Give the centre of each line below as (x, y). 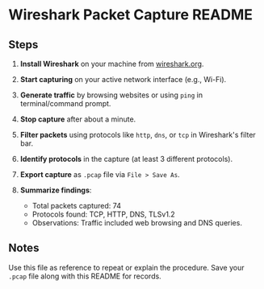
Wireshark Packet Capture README (130, 15)
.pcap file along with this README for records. (85, 276)
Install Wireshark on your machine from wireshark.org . (112, 64)
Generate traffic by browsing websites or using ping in (111, 95)
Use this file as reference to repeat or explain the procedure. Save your (126, 267)
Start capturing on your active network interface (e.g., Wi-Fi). (123, 79)
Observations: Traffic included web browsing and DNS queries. (137, 223)
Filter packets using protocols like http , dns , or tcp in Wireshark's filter (138, 135)
